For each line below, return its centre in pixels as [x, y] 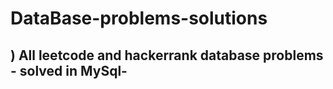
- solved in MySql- [69, 70]
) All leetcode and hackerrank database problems [167, 55]
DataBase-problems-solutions [139, 18]
